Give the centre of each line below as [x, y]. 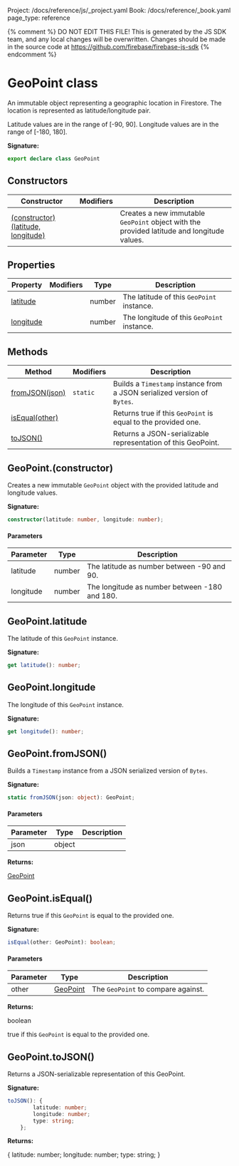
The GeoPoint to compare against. [148, 989]
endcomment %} [32, 54]
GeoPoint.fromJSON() [57, 754]
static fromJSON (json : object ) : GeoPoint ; [71, 798]
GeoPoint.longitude [52, 687]
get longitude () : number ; [46, 731]
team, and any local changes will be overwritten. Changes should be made [117, 39]
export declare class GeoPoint [54, 159]
